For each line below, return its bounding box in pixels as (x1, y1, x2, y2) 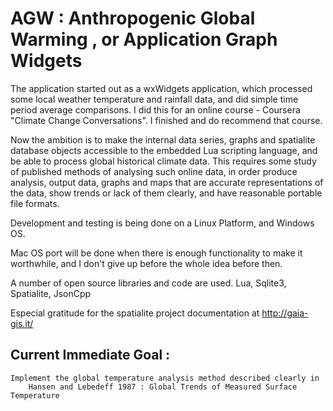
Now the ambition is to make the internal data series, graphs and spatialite (10, 133, 316, 146)
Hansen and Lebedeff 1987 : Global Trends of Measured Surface (28, 382, 298, 392)
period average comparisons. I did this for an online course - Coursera (10, 103, 301, 116)
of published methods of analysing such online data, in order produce (10, 165, 298, 177)
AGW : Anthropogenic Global (10, 7, 256, 30)
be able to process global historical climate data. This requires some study (10, 155, 317, 167)
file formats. (10, 197, 60, 209)
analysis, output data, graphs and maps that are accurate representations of (10, 176, 324, 188)
